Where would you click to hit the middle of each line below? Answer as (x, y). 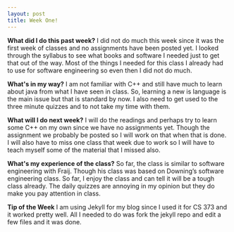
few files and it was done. (45, 221)
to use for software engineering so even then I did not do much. (100, 70)
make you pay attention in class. (54, 193)
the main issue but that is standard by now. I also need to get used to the (113, 98)
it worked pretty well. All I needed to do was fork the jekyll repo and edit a (114, 214)
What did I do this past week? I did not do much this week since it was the (116, 40)
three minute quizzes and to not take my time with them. (89, 106)
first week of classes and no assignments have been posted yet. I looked (113, 48)
